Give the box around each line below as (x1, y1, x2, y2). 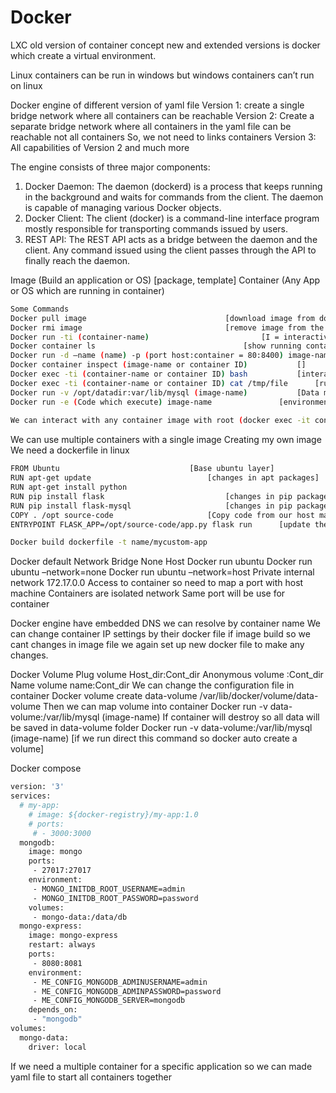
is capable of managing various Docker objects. (24, 201, 222, 213)
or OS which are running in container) (10, 284, 165, 296)
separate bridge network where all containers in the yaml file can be (10, 120, 292, 132)
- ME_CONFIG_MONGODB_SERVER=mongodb (32, 996, 186, 1006)
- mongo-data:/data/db (32, 912, 128, 922)
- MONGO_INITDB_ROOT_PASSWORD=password (32, 893, 199, 903)
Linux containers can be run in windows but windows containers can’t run (10, 69, 315, 81)
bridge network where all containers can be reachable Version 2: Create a (10, 109, 315, 121)
